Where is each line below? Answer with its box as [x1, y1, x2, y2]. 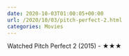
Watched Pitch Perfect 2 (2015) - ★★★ [7, 42, 122, 50]
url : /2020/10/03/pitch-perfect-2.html [7, 17, 123, 24]
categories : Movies [7, 23, 64, 30]
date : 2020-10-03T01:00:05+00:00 [7, 10, 104, 17]
